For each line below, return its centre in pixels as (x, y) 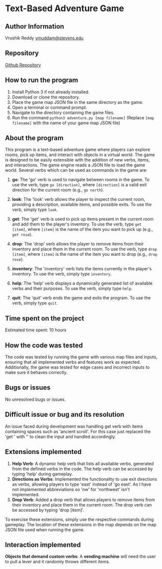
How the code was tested (44, 345)
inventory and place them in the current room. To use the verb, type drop (84, 249)
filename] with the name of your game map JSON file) (66, 123)
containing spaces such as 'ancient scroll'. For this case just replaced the (78, 431)
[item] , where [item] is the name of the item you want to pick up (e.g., (82, 229)
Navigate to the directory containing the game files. (63, 113)
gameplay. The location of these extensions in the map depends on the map (81, 524)
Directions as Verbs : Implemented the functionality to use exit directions (84, 479)
